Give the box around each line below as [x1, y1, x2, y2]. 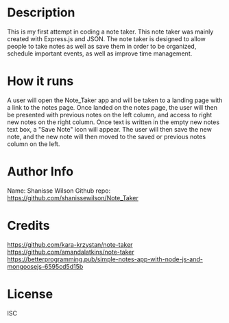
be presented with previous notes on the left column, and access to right [7, 110, 213, 119]
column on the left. [7, 139, 60, 148]
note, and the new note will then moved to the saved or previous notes [7, 132, 206, 141]
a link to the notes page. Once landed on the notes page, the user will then [7, 103, 218, 111]
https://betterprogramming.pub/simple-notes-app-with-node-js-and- [7, 255, 204, 263]
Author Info [7, 164, 74, 180]
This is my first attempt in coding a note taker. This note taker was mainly [7, 27, 214, 36]
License [7, 286, 53, 302]
